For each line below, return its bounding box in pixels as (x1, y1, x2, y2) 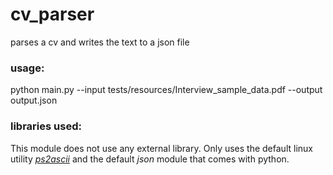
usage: (10, 61, 45, 75)
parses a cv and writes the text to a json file (10, 36, 190, 48)
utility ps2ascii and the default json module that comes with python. (10, 153, 290, 165)
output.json (10, 94, 58, 107)
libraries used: (10, 119, 82, 133)
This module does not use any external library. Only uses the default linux (10, 142, 313, 154)
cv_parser (10, 3, 95, 26)
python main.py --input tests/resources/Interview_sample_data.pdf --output (10, 84, 323, 96)
